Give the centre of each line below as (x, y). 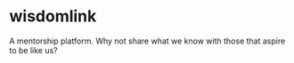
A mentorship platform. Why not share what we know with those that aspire (147, 41)
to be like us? (33, 50)
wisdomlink (53, 16)
